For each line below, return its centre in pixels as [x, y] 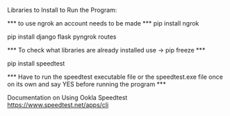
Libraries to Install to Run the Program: [62, 10]
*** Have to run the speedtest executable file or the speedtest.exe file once [115, 77]
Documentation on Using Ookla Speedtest [67, 97]
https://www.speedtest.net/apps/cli [58, 105]
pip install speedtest [36, 64]
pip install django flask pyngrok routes [62, 37]
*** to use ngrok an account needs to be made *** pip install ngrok [103, 23]
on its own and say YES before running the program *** [87, 84]
